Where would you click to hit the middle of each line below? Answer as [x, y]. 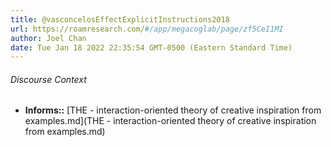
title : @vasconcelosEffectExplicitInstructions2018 [120, 19]
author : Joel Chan [48, 38]
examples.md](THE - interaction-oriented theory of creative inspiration [170, 121]
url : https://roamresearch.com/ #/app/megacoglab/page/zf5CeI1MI [147, 29]
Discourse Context [48, 79]
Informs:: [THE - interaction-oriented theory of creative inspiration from [173, 110]
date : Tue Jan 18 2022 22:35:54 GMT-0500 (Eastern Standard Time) [151, 47]
